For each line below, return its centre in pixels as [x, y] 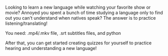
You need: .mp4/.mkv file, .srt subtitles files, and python [63, 33]
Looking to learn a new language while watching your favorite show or [78, 7]
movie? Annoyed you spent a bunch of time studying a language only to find [84, 13]
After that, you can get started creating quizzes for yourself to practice [78, 43]
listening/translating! [26, 23]
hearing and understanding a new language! [51, 48]
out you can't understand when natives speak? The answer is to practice [80, 18]
